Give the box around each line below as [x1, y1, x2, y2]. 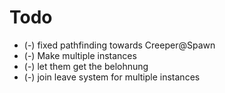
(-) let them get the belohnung [23, 60, 149, 72]
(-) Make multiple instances [23, 49, 137, 61]
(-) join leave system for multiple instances [23, 71, 201, 83]
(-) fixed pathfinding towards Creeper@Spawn [23, 39, 216, 51]
